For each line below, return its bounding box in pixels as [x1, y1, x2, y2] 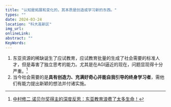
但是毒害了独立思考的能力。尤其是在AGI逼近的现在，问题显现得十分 [21, 61, 163, 67]
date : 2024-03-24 [5, 17, 42, 22]
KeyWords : [5, 41, 26, 46]
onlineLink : [5, 31, 31, 36]
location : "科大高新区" [5, 21, 52, 27]
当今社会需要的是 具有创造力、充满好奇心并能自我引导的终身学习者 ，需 [12, 74, 160, 80]
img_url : [5, 26, 24, 31]
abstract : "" [5, 36, 33, 41]
